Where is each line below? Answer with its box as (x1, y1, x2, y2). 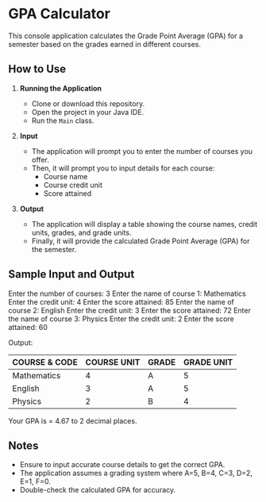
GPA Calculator (8, 5, 111, 23)
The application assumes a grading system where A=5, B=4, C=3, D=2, (19, 469, 253, 478)
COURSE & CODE (12, 356, 78, 367)
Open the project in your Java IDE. (31, 107, 145, 117)
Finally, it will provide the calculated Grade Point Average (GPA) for (31, 236, 250, 246)
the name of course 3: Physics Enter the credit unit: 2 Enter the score (8, 314, 234, 324)
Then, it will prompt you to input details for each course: (31, 163, 215, 173)
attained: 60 (8, 322, 48, 331)
